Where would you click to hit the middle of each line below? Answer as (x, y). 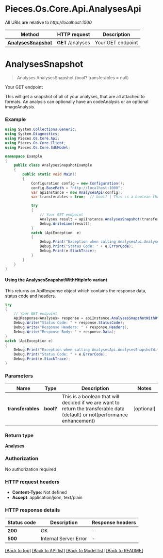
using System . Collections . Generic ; (41, 130)
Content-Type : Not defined (39, 492)
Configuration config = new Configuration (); (78, 183)
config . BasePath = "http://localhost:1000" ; (77, 188)
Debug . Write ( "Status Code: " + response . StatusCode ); (69, 323)
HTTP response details (33, 510)
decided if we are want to (91, 403)
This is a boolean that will (91, 397)
